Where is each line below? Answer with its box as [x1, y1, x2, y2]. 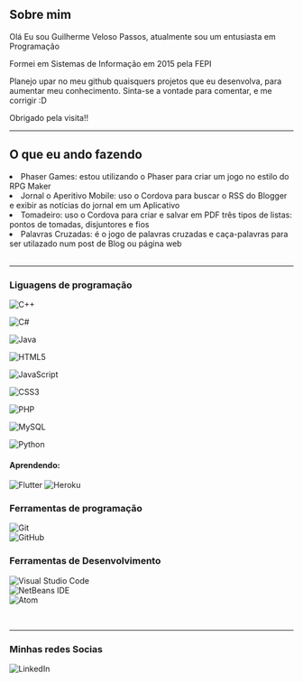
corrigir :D [9, 95, 48, 106]
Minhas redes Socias [9, 642, 104, 655]
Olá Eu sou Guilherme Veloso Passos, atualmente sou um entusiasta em [9, 31, 277, 41]
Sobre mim [9, 7, 72, 23]
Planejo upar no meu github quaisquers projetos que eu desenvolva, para [9, 76, 282, 87]
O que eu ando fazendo [9, 147, 142, 162]
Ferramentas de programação [9, 502, 142, 515]
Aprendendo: [9, 459, 60, 470]
